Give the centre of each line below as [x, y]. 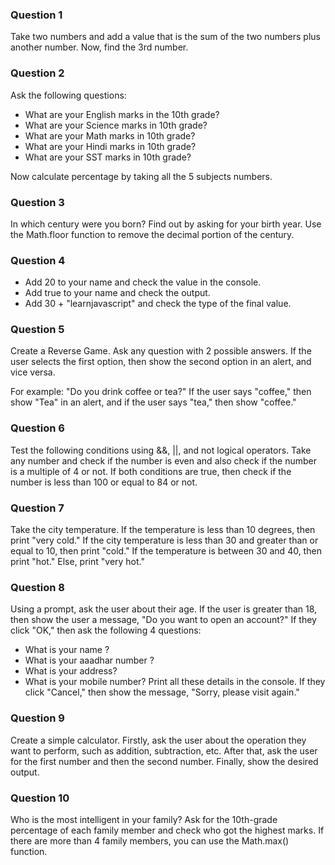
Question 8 [37, 587]
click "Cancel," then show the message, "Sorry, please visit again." [162, 692]
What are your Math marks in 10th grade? [110, 135]
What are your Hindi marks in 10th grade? [110, 146]
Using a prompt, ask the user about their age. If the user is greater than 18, [164, 609]
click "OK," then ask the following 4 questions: [106, 630]
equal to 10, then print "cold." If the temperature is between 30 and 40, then [166, 551]
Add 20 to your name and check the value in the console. [143, 282]
